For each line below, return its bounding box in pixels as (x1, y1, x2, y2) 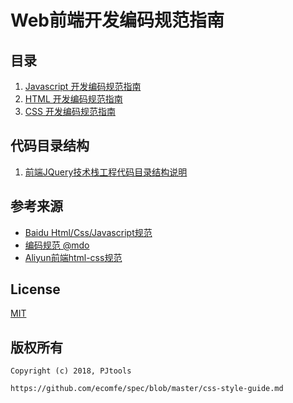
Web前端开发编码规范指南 (10, 9, 225, 32)
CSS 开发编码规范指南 (24, 106, 116, 117)
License (10, 281, 61, 298)
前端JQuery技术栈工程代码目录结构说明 (24, 166, 188, 178)
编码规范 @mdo (24, 239, 90, 251)
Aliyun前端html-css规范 (24, 251, 123, 263)
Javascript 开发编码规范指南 (24, 81, 142, 92)
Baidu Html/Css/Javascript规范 (24, 226, 153, 238)
